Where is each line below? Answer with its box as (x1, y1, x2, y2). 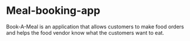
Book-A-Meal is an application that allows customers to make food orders (6, 23, 184, 30)
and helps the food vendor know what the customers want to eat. (6, 29, 165, 36)
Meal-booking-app (6, 4, 101, 17)
